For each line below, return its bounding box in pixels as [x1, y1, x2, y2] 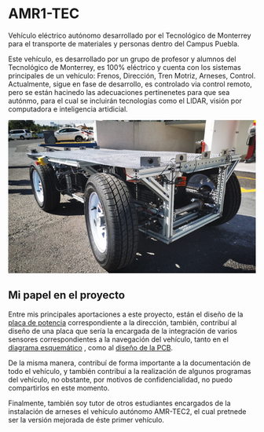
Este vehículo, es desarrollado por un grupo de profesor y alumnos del [8, 54, 236, 64]
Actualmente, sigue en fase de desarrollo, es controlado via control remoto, [8, 79, 253, 89]
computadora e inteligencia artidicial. [8, 104, 128, 114]
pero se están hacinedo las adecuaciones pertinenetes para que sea [8, 87, 230, 97]
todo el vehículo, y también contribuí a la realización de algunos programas [8, 366, 251, 375]
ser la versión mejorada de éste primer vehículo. [8, 415, 165, 424]
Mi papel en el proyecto [8, 288, 126, 302]
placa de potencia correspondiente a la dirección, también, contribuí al [8, 317, 237, 327]
